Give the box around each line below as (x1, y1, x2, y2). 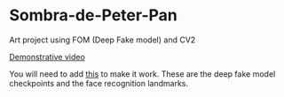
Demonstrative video (9, 51, 86, 62)
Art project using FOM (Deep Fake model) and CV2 (9, 34, 196, 45)
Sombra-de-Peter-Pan (9, 5, 177, 26)
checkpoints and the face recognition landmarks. (9, 78, 189, 88)
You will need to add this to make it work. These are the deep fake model (9, 68, 276, 79)
